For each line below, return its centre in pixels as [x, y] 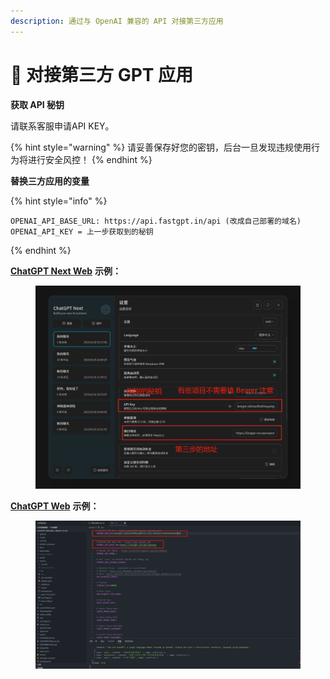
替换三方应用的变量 [50, 181]
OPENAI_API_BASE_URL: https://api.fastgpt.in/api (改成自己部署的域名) [156, 221]
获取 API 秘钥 [37, 104]
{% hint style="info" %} [59, 201]
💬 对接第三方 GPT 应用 [102, 74]
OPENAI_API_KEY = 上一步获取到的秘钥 [82, 231]
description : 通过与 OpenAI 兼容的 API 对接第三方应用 [117, 21]
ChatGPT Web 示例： [55, 506]
